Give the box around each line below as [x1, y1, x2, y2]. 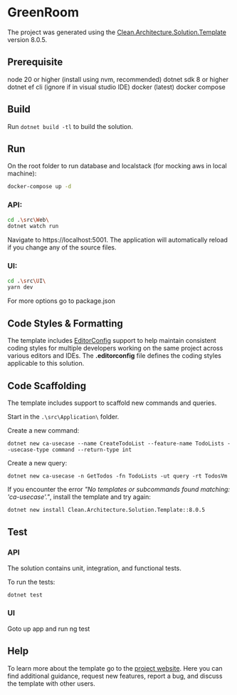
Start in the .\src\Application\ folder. [7, 412, 120, 421]
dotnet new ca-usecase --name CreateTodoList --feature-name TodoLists [7, 440, 224, 447]
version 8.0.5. [7, 35, 48, 43]
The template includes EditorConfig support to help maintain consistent [7, 336, 217, 345]
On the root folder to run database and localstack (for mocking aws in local [7, 162, 228, 170]
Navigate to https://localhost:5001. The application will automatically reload [7, 236, 228, 244]
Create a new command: [7, 426, 80, 435]
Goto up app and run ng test [7, 624, 90, 633]
